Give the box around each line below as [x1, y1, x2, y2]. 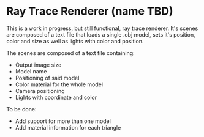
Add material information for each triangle [15, 124, 121, 131]
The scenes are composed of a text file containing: [6, 49, 135, 56]
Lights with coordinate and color [15, 94, 97, 101]
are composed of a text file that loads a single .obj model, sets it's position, [6, 31, 195, 38]
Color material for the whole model [15, 81, 103, 88]
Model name [15, 67, 47, 75]
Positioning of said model [15, 74, 80, 81]
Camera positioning [15, 87, 66, 94]
